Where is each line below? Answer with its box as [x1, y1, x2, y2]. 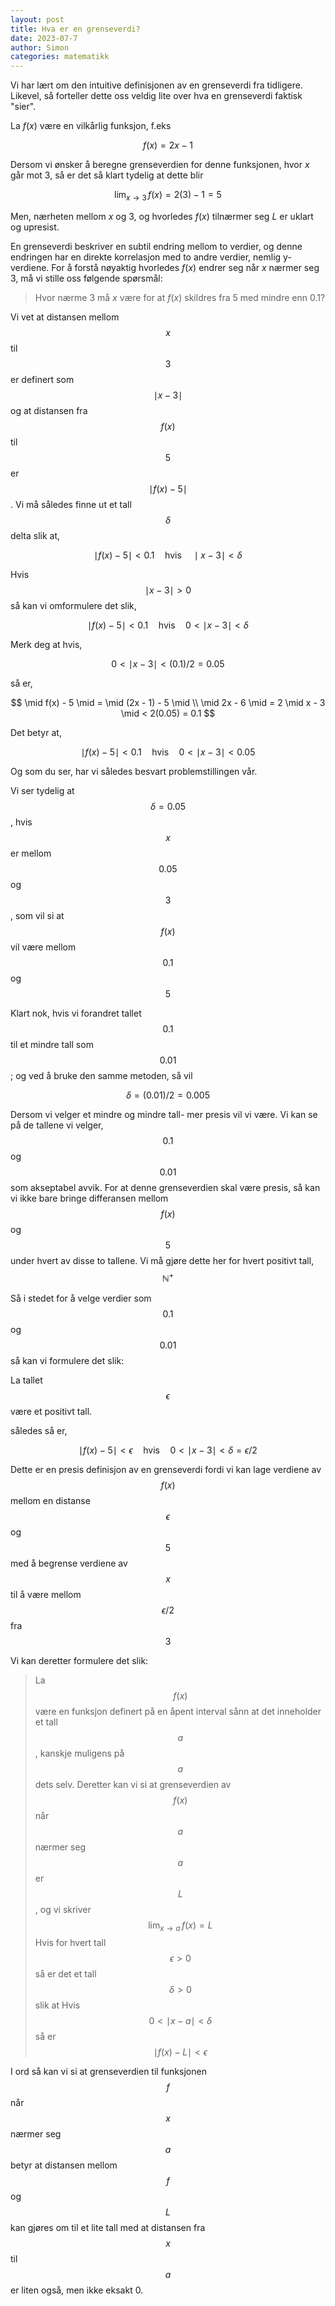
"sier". [10, 101, 37, 113]
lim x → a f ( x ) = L [148, 1919, 213, 1933]
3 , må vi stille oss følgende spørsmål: [10, 272, 163, 284]
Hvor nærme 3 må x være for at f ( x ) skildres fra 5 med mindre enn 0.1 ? [34, 291, 326, 303]
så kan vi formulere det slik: [10, 1354, 125, 1366]
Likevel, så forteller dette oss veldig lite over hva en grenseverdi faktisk [10, 90, 303, 102]
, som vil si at [10, 909, 65, 921]
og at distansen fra [10, 404, 88, 416]
